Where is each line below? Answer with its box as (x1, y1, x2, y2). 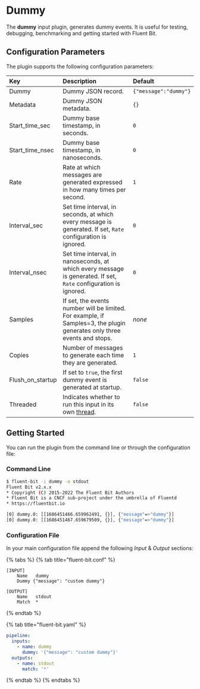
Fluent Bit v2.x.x (6, 484, 52, 490)
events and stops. (62, 333, 112, 342)
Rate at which (62, 163, 101, 171)
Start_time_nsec (9, 146, 55, 154)
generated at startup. (62, 383, 122, 391)
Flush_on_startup (9, 375, 57, 384)
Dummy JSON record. (62, 87, 124, 95)
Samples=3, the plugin (62, 319, 126, 327)
